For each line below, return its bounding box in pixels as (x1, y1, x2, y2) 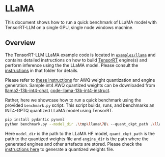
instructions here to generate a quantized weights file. (5, 146, 114, 152)
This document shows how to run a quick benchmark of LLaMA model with (5, 19, 157, 25)
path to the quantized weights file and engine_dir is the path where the (5, 136, 149, 142)
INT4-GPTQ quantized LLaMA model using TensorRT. (5, 107, 113, 113)
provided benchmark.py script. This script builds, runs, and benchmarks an (5, 102, 155, 108)
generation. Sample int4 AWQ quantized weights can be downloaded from (5, 82, 156, 88)
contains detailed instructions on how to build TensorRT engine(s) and (5, 57, 147, 63)
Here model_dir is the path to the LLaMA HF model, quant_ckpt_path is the (5, 130, 155, 136)
